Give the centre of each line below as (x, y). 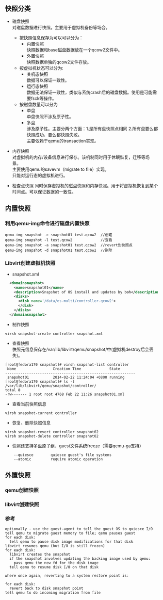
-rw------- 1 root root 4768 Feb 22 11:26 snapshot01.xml (65, 394)
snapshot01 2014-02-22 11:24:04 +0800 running (66, 377)
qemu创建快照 (22, 490)
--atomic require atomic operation (58, 459)
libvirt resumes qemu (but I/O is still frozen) (55, 546)
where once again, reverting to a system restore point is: (67, 576)
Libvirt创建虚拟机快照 (30, 263)
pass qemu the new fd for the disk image (56, 563)
